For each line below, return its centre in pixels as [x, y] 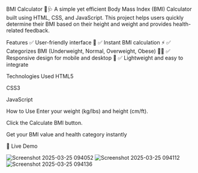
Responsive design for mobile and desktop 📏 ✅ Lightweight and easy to [95, 58]
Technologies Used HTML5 [40, 76]
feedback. [37, 30]
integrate [17, 65]
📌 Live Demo [22, 146]
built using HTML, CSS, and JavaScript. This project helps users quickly [95, 18]
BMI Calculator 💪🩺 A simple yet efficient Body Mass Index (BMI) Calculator [99, 9]
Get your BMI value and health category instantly [67, 134]
